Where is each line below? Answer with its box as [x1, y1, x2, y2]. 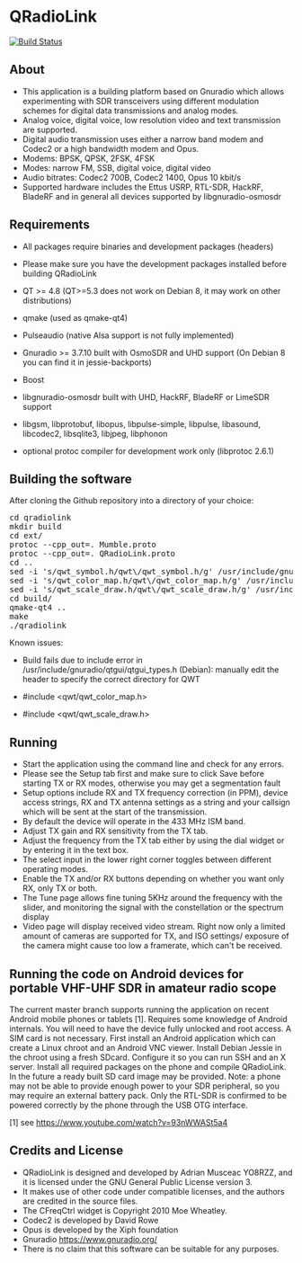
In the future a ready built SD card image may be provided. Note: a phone [9, 1072, 281, 1081]
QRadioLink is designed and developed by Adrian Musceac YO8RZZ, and [22, 1167, 293, 1178]
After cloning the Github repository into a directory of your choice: [9, 495, 254, 506]
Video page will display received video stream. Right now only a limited [22, 921, 286, 932]
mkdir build [9, 521, 62, 532]
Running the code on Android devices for [9, 966, 244, 982]
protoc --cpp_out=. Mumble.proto [9, 539, 157, 550]
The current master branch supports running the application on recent [9, 1004, 270, 1015]
